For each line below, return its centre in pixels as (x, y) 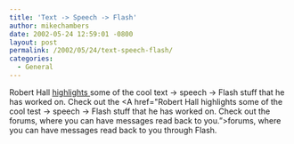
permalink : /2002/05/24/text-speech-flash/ (91, 51)
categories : (31, 59)
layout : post (33, 42)
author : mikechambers (49, 26)
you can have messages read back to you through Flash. (113, 130)
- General (35, 68)
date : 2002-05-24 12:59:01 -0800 (71, 34)
